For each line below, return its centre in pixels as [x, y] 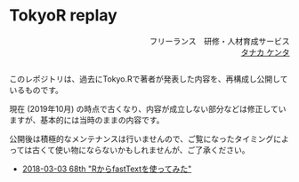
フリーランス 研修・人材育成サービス [220, 41]
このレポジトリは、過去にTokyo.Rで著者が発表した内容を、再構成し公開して [149, 79]
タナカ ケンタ [265, 52]
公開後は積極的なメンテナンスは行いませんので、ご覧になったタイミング [141, 138]
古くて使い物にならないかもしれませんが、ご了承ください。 [141, 150]
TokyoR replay [63, 16]
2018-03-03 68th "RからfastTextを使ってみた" [107, 169]
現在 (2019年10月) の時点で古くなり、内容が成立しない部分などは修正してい [148, 108]
